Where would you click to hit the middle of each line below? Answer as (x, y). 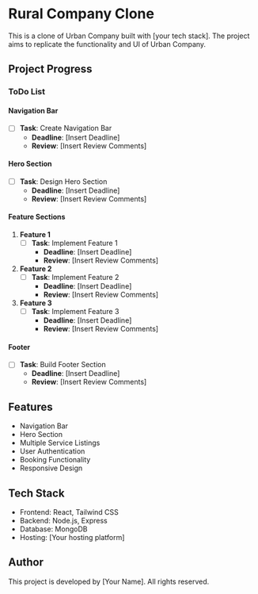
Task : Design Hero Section (63, 181)
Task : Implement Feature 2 (75, 278)
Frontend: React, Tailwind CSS (69, 512)
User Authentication (52, 451)
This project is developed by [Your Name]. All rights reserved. (109, 581)
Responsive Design (51, 468)
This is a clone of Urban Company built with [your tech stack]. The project (129, 36)
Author (26, 563)
